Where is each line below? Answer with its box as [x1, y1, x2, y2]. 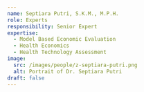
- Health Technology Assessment [13, 49, 107, 56]
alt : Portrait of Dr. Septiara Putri [13, 68, 123, 75]
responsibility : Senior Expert [7, 23, 98, 30]
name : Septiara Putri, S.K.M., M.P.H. [7, 10, 119, 17]
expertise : [7, 29, 39, 37]
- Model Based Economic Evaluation [13, 36, 116, 43]
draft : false [7, 74, 45, 82]
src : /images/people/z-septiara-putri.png [13, 62, 138, 68]
